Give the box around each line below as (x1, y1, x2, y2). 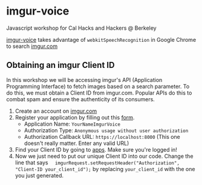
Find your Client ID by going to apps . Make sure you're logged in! (15, 146, 177, 153)
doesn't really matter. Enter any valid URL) (24, 140, 129, 147)
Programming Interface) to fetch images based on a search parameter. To (6, 82, 190, 90)
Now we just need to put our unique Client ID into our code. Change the (15, 152, 194, 160)
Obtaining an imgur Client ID (6, 60, 115, 70)
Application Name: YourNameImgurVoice (24, 120, 121, 127)
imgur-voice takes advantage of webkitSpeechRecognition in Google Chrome (6, 36, 197, 43)
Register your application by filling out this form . (15, 113, 135, 121)
